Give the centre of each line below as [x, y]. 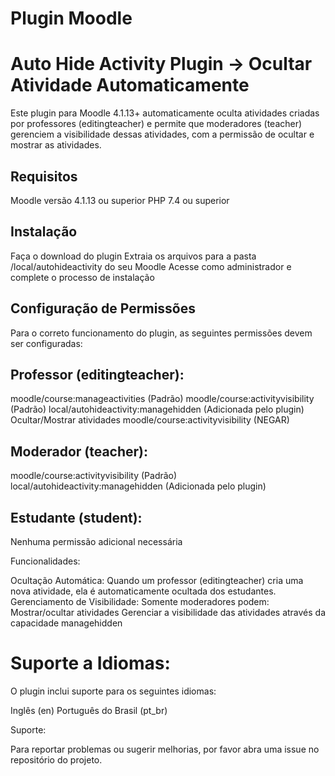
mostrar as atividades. [56, 145]
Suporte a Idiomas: [90, 663]
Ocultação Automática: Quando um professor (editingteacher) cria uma [157, 580]
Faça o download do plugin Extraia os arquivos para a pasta [133, 256]
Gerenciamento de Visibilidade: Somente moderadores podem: [140, 601]
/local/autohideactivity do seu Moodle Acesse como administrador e [151, 266]
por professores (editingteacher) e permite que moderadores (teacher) [156, 124]
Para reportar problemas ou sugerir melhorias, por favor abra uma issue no [165, 749]
